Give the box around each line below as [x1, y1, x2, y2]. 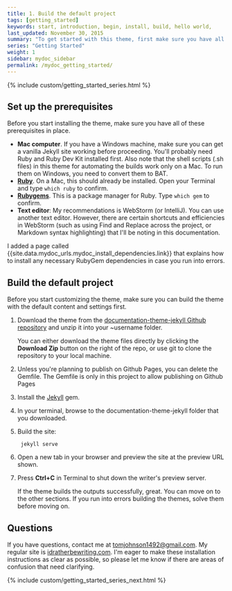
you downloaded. [17, 414, 67, 422]
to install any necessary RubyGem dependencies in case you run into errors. [7, 257, 225, 265]
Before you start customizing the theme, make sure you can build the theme [7, 295, 224, 304]
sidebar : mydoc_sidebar [7, 55, 76, 62]
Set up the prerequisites [7, 101, 114, 113]
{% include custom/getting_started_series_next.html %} [7, 576, 166, 585]
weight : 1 [7, 49, 36, 56]
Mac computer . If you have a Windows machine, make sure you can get [17, 140, 224, 148]
